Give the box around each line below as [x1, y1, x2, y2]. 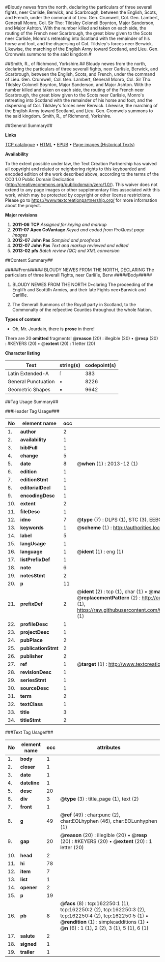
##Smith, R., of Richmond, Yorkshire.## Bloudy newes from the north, [5, 61, 146, 66]
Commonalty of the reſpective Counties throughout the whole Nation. [12, 307, 152, 312]
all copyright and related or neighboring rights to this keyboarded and [5, 166, 146, 172]
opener [20, 884, 38, 891]
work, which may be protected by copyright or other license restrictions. [5, 192, 151, 198]
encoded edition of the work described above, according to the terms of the [5, 171, 159, 177]
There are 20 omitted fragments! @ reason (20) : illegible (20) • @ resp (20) [5, 336, 158, 341]
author [20, 428, 36, 435]
